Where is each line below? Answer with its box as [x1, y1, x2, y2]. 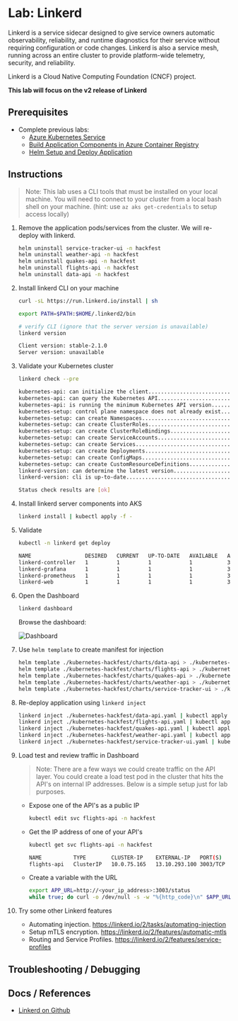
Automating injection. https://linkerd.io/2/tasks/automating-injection [28, 920, 227, 929]
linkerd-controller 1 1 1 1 [18, 559, 193, 566]
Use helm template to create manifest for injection [18, 646, 165, 654]
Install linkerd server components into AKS [18, 499, 143, 508]
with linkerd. [40, 231, 76, 239]
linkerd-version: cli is [18, 474, 92, 481]
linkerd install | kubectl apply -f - [18, 513, 133, 520]
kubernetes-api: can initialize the [18, 388, 126, 396]
